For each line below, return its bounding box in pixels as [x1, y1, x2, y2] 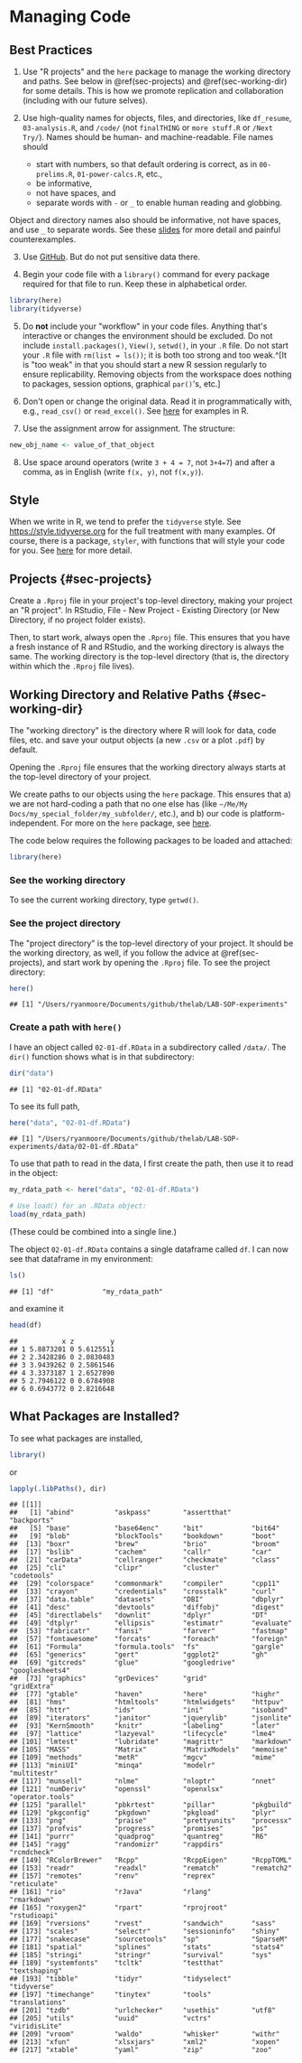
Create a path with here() [9, 1021, 123, 1033]
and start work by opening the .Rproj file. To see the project [46, 957, 270, 967]
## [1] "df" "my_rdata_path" [9, 1287, 164, 1296]
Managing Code [9, 6, 132, 27]
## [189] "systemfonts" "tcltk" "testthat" [9, 1958, 224, 1968]
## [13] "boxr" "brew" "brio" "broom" [9, 1540, 280, 1549]
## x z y [9, 1337, 115, 1346]
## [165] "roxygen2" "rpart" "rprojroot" [9, 1903, 228, 1912]
